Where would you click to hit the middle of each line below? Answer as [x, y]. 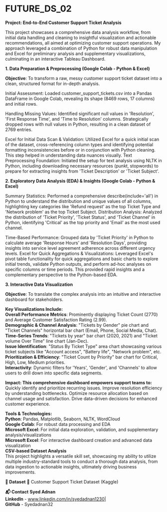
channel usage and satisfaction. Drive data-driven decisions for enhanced [81, 398]
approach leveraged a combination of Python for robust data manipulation [81, 48]
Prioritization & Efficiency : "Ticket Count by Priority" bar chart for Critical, [82, 357]
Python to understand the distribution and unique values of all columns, [79, 201]
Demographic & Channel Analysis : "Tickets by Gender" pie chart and [77, 325]
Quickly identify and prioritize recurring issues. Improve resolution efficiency [84, 388]
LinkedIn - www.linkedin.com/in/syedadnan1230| [56, 499]
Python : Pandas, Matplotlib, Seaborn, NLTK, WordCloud [63, 419]
